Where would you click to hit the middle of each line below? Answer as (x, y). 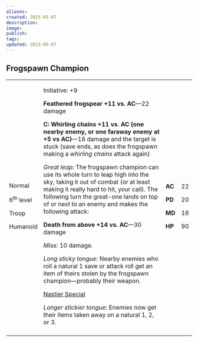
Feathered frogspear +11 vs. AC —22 (96, 103)
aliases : (17, 12)
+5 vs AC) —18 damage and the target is (100, 139)
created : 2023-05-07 (32, 17)
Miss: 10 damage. (68, 245)
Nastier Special (64, 294)
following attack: (66, 211)
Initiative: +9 (60, 90)
